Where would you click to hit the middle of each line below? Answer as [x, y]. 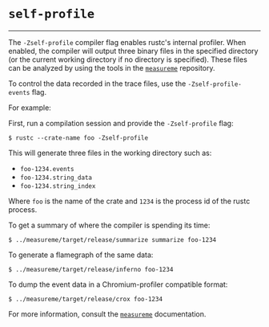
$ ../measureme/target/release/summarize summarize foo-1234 [112, 239]
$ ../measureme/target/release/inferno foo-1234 [91, 269]
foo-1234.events [47, 169]
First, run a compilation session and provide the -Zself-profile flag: [121, 123]
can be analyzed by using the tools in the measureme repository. [112, 67]
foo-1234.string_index [58, 186]
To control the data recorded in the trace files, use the [97, 84]
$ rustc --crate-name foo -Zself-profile [78, 138]
